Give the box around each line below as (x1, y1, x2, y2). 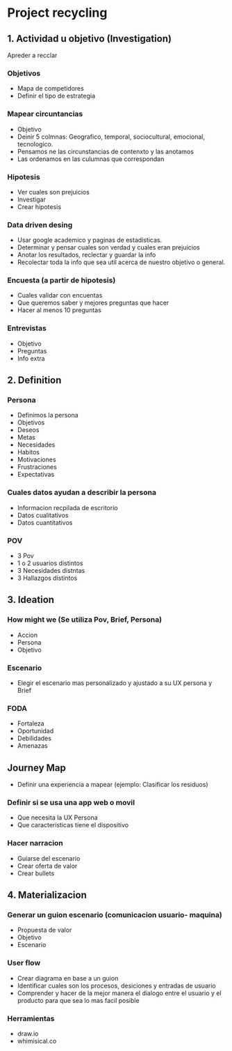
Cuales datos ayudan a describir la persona (7, 488, 156, 498)
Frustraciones (17, 463, 57, 471)
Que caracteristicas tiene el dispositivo (17, 821, 129, 829)
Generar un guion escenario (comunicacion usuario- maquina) (7, 910, 222, 920)
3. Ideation (7, 594, 54, 606)
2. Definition (7, 374, 62, 386)
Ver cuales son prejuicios (17, 187, 90, 196)
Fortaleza (17, 719, 44, 728)
